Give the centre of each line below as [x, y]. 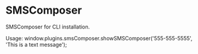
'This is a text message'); [36, 45]
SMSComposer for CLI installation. [48, 27]
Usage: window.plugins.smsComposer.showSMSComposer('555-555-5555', [99, 38]
